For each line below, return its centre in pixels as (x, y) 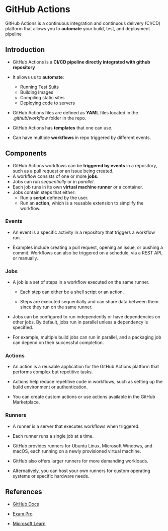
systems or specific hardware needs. (51, 476)
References (24, 492)
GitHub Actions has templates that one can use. (62, 127)
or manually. (25, 258)
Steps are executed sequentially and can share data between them (89, 302)
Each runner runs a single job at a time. (53, 436)
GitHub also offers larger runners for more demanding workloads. (80, 461)
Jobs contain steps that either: (44, 192)
